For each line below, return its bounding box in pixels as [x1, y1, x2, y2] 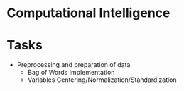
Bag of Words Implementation [27, 68, 115, 77]
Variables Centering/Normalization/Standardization [27, 75, 177, 84]
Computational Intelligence [6, 5, 171, 21]
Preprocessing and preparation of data [16, 61, 131, 69]
